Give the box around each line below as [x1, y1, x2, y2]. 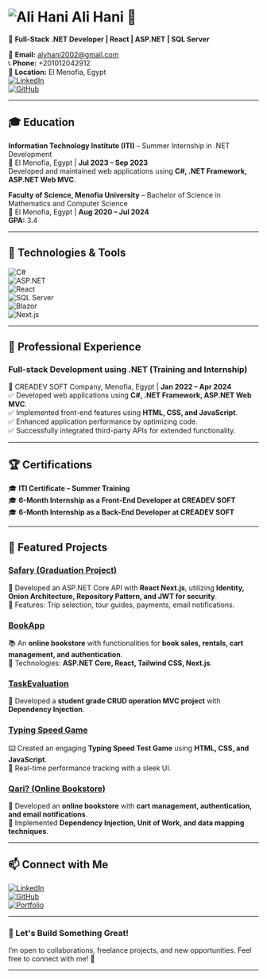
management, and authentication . [8, 650, 123, 660]
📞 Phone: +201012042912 [8, 58, 91, 68]
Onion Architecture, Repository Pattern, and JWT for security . [8, 591, 218, 601]
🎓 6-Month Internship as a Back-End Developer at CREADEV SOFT [8, 507, 234, 517]
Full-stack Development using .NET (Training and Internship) [8, 363, 248, 374]
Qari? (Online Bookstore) [8, 783, 106, 794]
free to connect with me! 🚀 [8, 954, 95, 964]
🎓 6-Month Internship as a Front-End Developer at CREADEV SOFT [8, 495, 236, 505]
